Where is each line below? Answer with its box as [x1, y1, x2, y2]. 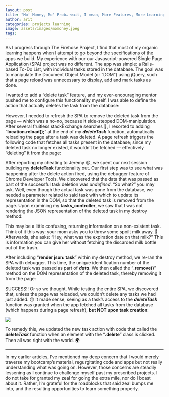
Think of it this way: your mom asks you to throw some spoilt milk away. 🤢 [5, 229, 158, 235]
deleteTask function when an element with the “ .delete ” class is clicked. [5, 331, 156, 337]
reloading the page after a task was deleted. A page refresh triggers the [5, 134, 154, 140]
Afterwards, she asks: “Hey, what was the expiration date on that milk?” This [5, 234, 163, 240]
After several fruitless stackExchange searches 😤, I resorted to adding [5, 123, 150, 129]
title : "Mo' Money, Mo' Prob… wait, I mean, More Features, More [5, 12, 145, 17]
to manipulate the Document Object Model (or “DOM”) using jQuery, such [5, 72, 157, 77]
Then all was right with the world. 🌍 [5, 337, 80, 343]
